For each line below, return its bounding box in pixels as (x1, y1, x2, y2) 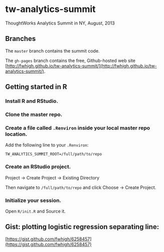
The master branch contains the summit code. (5, 47, 100, 53)
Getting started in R (5, 82, 67, 91)
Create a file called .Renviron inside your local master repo (5, 124, 150, 131)
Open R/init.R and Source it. (5, 208, 66, 214)
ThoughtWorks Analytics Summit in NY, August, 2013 (5, 20, 115, 26)
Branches (5, 34, 36, 43)
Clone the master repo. (5, 111, 63, 118)
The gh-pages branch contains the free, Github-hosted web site (5, 57, 135, 63)
